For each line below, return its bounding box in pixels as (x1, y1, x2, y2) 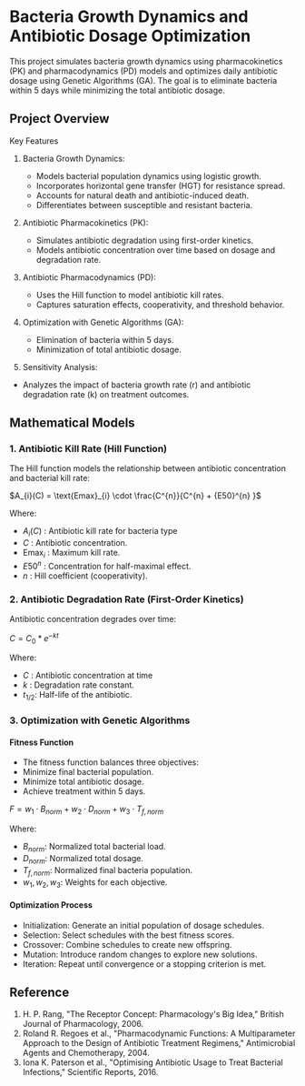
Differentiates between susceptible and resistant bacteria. (35, 199, 253, 210)
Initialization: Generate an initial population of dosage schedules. (22, 920, 265, 930)
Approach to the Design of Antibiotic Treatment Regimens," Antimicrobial (22, 1038, 296, 1049)
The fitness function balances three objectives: (22, 757, 200, 768)
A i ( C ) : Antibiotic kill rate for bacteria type (22, 526, 178, 538)
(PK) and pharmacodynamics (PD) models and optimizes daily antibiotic (9, 65, 279, 76)
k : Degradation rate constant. (22, 679, 134, 690)
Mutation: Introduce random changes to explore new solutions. (22, 949, 258, 960)
